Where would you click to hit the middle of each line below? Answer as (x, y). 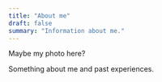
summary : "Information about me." (67, 31)
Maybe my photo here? (47, 54)
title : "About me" (39, 16)
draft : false (30, 23)
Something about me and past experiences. (81, 69)
